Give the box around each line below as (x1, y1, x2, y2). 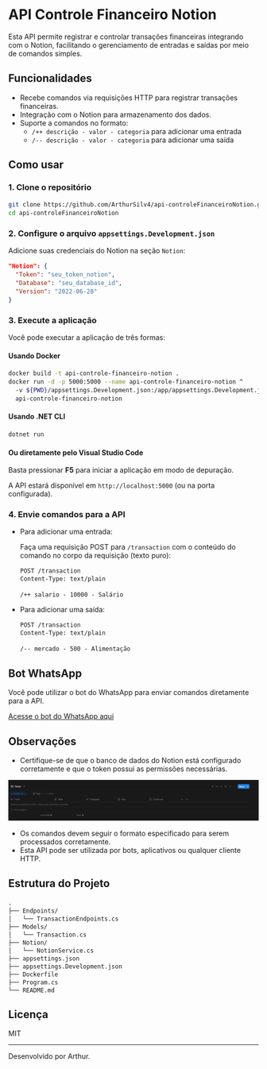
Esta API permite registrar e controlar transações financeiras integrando (8, 32, 244, 41)
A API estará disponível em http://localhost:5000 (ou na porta (8, 480, 215, 490)
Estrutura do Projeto (8, 877, 110, 890)
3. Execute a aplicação (8, 315, 97, 326)
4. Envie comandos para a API (8, 509, 126, 520)
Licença (8, 1007, 49, 1021)
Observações (8, 735, 77, 748)
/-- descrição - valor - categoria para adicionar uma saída (31, 135, 234, 145)
